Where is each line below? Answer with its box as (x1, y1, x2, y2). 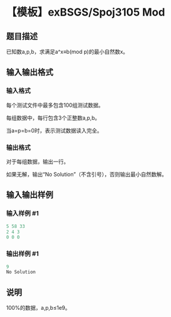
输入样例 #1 (6, 209, 39, 218)
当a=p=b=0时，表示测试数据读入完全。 (6, 127, 102, 134)
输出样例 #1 (6, 249, 39, 258)
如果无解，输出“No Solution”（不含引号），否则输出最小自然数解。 (6, 170, 167, 178)
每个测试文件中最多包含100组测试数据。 (6, 101, 104, 108)
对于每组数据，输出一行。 (6, 158, 69, 165)
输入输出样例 (6, 190, 54, 200)
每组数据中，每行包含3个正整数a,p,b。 (6, 114, 100, 121)
